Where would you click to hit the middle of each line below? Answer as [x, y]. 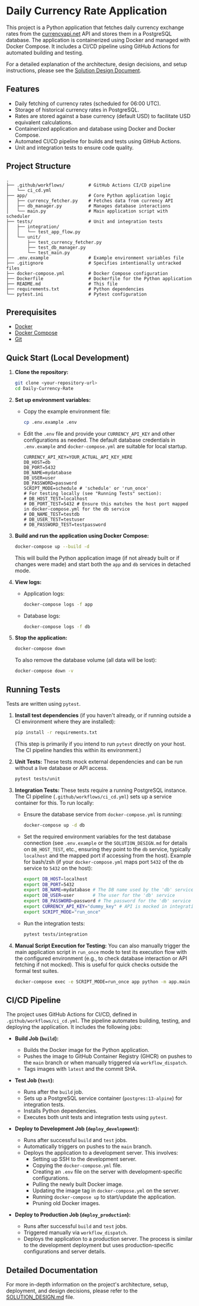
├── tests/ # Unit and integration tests [84, 221]
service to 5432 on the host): [58, 868]
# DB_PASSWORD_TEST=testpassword [65, 524]
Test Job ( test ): [34, 1080]
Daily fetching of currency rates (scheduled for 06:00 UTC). [88, 103]
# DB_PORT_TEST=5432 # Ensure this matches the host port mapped [106, 504]
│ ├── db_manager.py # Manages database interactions [88, 206]
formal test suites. [37, 971]
